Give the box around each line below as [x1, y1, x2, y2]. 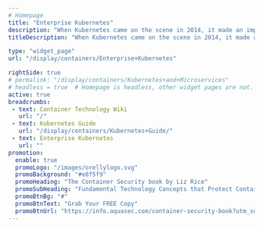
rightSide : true [8, 69, 61, 77]
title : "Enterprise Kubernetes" [8, 19, 113, 27]
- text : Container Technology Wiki [11, 105, 128, 113]
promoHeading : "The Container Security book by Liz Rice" [15, 178, 209, 186]
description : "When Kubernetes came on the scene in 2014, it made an [8, 26, 243, 34]
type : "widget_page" [8, 48, 76, 56]
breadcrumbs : [8, 98, 51, 106]
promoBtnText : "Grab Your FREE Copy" [15, 200, 139, 207]
